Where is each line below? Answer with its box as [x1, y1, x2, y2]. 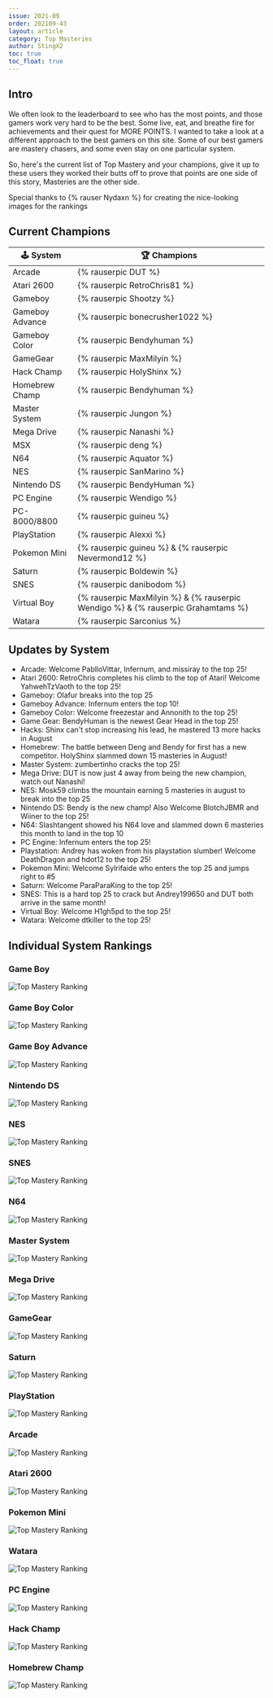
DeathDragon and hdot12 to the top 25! [19, 855, 151, 864]
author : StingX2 [8, 42, 63, 50]
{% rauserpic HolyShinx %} [76, 365, 182, 377]
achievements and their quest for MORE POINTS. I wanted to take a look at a [8, 126, 264, 136]
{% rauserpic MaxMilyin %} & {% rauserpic [76, 592, 241, 603]
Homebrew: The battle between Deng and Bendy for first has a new [19, 742, 247, 752]
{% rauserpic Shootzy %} [76, 292, 175, 304]
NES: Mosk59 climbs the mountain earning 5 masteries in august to [19, 786, 246, 795]
